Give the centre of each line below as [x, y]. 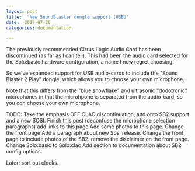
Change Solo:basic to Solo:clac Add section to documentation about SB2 [94, 145]
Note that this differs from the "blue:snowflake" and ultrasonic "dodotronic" [97, 90]
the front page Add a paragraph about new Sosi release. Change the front [95, 133]
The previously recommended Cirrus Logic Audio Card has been [84, 50]
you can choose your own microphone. [53, 103]
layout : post [22, 11]
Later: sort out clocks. [32, 163]
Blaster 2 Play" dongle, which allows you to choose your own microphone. [95, 79]
